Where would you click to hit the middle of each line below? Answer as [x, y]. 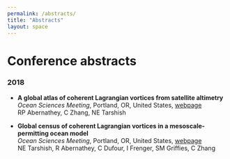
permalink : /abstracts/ [42, 14]
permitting [33, 133]
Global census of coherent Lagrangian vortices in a [93, 126]
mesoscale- [187, 126]
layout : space [28, 26]
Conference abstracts [72, 61]
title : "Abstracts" [36, 20]
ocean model [69, 133]
